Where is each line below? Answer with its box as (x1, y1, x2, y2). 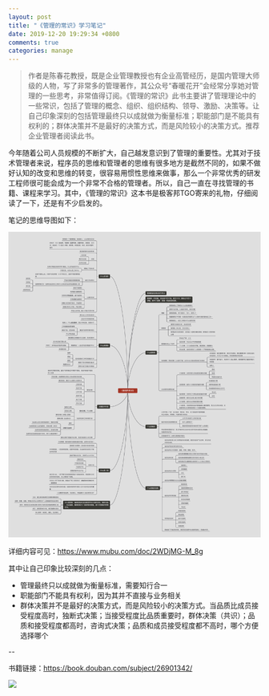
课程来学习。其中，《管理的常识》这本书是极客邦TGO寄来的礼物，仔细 (22, 189, 251, 198)
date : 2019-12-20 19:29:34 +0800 (8, 30, 120, 38)
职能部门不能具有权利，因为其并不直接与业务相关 (19, 590, 182, 600)
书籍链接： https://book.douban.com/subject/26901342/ (8, 663, 193, 673)
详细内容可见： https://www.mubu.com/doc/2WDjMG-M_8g (8, 546, 204, 556)
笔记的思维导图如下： (8, 215, 78, 225)
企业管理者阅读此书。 (27, 131, 98, 140)
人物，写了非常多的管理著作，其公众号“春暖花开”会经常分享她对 (42, 81, 252, 91)
